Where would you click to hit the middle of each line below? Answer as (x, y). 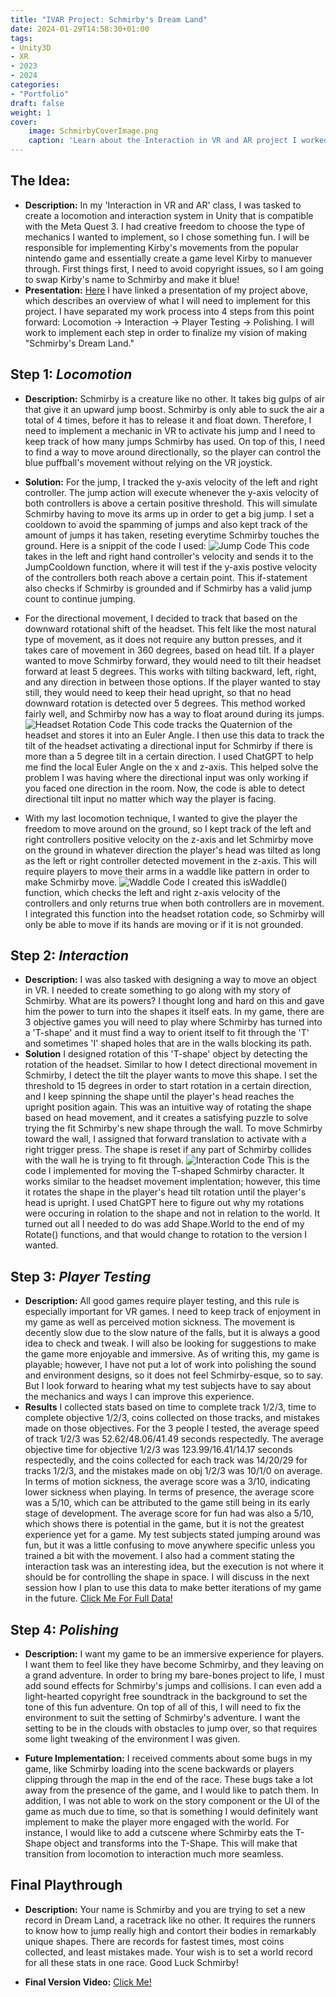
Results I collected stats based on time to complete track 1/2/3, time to (170, 1407)
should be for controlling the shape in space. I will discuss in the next (167, 1577)
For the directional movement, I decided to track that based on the (161, 618)
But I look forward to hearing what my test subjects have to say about (168, 1386)
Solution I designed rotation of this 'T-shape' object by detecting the (166, 1054)
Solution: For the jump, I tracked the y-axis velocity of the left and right (171, 482)
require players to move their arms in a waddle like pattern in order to (167, 871)
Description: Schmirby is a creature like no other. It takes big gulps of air (174, 398)
